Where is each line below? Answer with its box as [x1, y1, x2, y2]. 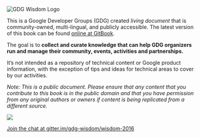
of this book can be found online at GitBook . [7, 30, 115, 37]
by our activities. [7, 72, 48, 79]
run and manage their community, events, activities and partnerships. [7, 48, 184, 55]
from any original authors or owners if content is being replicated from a [7, 96, 185, 103]
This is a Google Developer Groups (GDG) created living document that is [7, 17, 187, 24]
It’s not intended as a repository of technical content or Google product [7, 59, 181, 66]
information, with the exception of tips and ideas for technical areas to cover [7, 65, 194, 73]
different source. [7, 102, 48, 109]
